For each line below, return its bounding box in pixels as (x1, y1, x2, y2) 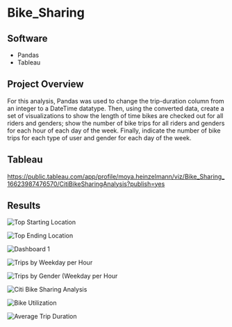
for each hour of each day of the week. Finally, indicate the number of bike (7, 126, 221, 135)
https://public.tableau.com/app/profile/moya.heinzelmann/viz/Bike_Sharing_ (7, 172, 225, 181)
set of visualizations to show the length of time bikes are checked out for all (7, 111, 224, 119)
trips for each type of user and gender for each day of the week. (7, 133, 192, 142)
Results (7, 200, 41, 212)
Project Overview (7, 78, 84, 90)
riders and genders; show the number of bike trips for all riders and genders (7, 119, 225, 127)
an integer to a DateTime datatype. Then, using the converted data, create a (7, 104, 224, 112)
